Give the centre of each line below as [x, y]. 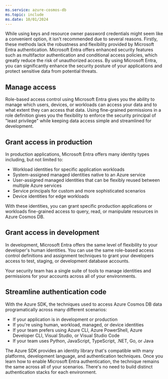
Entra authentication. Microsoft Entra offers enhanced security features [79, 50]
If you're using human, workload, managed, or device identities [78, 324]
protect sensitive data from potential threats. [51, 71]
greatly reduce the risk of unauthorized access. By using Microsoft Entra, [81, 61]
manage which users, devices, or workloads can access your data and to [81, 105]
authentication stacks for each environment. [51, 372]
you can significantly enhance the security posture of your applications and [84, 66]
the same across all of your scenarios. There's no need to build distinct [79, 366]
